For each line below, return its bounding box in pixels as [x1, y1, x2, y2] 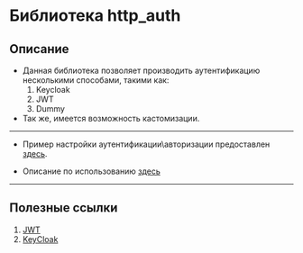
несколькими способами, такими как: [22, 75, 170, 86]
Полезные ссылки [9, 200, 118, 216]
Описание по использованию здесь [22, 166, 161, 176]
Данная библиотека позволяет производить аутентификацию [22, 65, 261, 76]
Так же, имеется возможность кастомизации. [22, 113, 200, 123]
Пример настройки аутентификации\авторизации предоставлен [22, 139, 271, 149]
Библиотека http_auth [9, 5, 181, 26]
